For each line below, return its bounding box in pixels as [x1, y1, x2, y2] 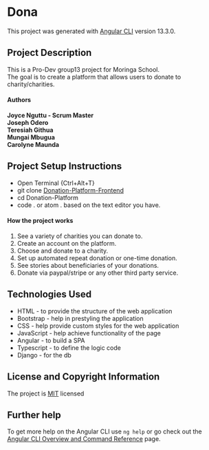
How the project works [7, 217, 74, 225]
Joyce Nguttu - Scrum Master [7, 111, 94, 119]
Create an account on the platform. [16, 239, 117, 247]
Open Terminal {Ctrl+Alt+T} [16, 179, 95, 187]
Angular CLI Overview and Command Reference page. [7, 435, 161, 443]
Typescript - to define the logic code [16, 343, 122, 352]
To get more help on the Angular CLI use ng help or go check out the [7, 427, 202, 436]
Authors [7, 96, 32, 104]
